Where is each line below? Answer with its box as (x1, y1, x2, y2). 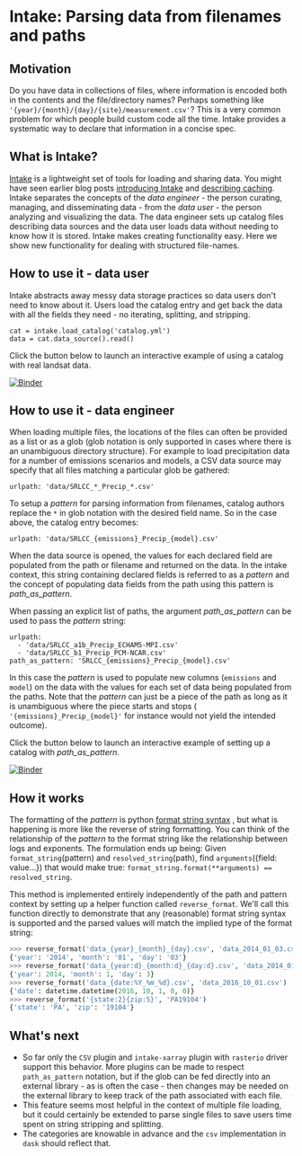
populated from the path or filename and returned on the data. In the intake (9, 560, 288, 571)
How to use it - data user (9, 266, 150, 281)
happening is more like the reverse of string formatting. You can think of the (9, 824, 290, 835)
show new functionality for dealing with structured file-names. (9, 240, 240, 251)
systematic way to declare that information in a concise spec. (9, 123, 236, 134)
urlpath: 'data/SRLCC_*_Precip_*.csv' (9, 483, 155, 492)
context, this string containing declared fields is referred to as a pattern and (9, 569, 289, 581)
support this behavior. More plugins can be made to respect (22, 1062, 244, 1072)
